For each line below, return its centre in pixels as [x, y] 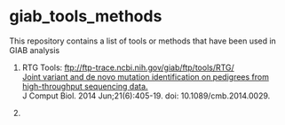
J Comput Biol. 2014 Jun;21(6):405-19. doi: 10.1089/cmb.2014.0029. [146, 96]
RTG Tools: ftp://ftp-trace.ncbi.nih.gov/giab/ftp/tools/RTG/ [128, 67]
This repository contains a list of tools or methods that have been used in [143, 41]
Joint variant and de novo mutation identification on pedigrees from [145, 76]
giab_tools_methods [86, 16]
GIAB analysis [35, 50]
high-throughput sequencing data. [85, 86]
